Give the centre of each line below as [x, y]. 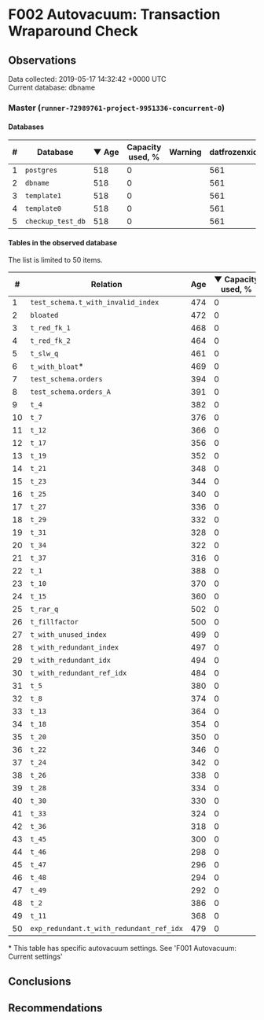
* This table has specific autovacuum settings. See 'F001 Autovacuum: [123, 948]
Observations [42, 60]
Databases [26, 127]
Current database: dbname [52, 87]
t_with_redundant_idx [71, 661]
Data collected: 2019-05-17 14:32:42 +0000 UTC [87, 79]
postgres [41, 170]
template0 [43, 209]
